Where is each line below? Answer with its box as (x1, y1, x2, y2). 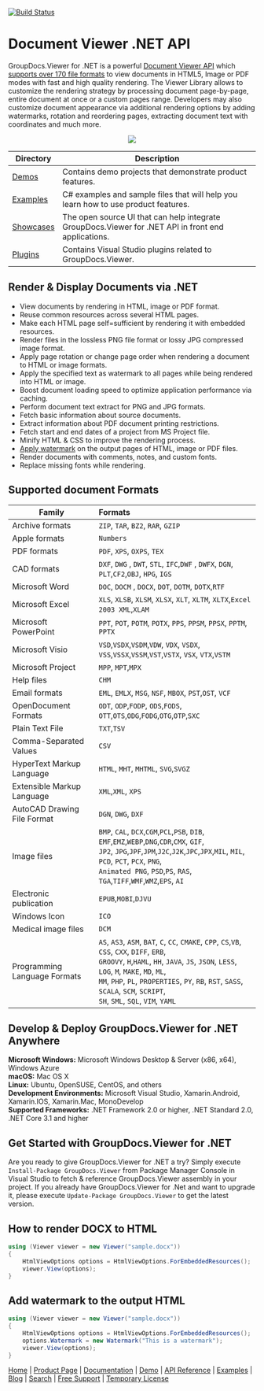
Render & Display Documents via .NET (8, 280, 199, 294)
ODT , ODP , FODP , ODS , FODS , (98, 700, 182, 711)
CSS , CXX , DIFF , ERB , (98, 945, 167, 956)
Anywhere (8, 1034, 60, 1047)
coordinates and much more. (8, 119, 102, 129)
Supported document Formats (8, 483, 159, 497)
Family (38, 506, 64, 517)
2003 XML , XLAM (98, 603, 149, 614)
